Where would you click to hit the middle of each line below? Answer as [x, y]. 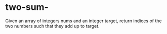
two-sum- [27, 7]
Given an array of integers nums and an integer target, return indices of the [83, 21]
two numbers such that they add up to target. [52, 26]
